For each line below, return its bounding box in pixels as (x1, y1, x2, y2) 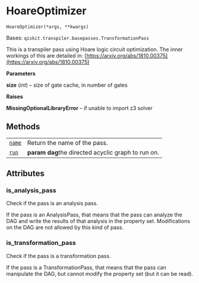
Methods (6, 122, 40, 132)
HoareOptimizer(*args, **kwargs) (6, 24, 89, 30)
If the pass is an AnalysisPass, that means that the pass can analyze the (6, 211, 182, 218)
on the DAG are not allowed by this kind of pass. (6, 224, 124, 231)
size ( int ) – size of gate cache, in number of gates (6, 81, 128, 89)
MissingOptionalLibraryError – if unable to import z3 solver (6, 104, 153, 111)
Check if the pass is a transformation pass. (6, 252, 111, 259)
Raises (6, 93, 24, 100)
